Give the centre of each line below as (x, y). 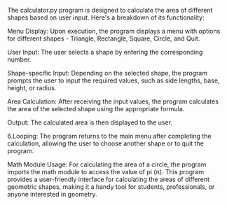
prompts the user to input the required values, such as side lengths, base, (113, 80)
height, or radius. (32, 88)
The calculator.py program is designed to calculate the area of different (110, 10)
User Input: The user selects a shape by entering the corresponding (105, 52)
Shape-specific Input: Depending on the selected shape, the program (108, 73)
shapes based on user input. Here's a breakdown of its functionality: (106, 17)
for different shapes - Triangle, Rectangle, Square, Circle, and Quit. (104, 38)
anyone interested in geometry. (52, 194)
